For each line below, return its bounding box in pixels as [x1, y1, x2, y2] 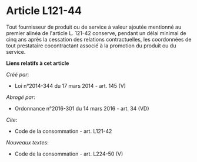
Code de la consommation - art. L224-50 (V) [14, 150, 123, 157]
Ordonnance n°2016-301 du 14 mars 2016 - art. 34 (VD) [14, 105, 149, 112]
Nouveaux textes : [6, 139, 49, 146]
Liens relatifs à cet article [6, 60, 69, 67]
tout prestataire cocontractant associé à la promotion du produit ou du [6, 42, 176, 49]
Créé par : [6, 71, 29, 78]
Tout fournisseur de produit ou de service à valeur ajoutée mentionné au [6, 23, 182, 30]
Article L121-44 [6, 4, 82, 18]
